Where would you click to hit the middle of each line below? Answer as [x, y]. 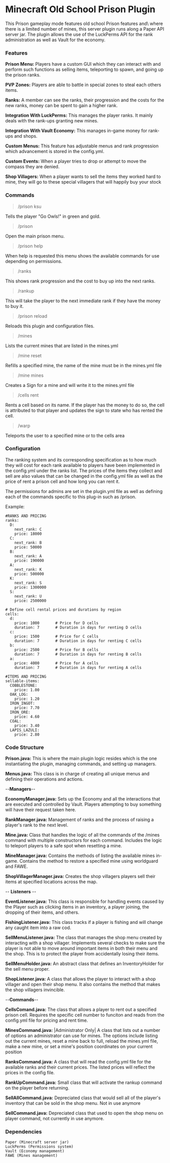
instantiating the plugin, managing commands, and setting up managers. [81, 764]
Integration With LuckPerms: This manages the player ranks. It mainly [79, 115]
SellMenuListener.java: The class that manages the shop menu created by [84, 938]
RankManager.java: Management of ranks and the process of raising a [79, 820]
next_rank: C [28, 529]
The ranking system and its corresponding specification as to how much [81, 459]
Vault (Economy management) [35, 1151]
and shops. [26, 136]
